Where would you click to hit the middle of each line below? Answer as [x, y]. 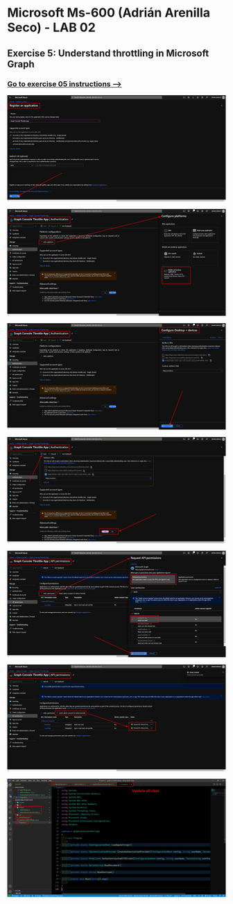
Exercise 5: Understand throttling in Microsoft [108, 53]
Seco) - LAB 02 [51, 27]
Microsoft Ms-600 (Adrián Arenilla [109, 13]
